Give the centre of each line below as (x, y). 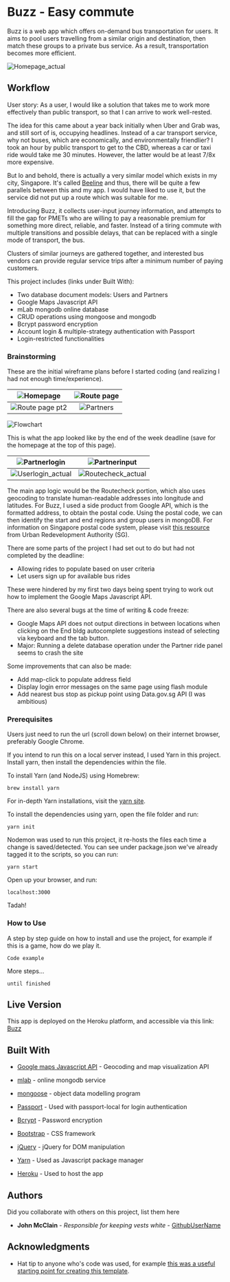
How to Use (27, 923)
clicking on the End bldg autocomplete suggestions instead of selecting (118, 631)
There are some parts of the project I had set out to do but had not (101, 548)
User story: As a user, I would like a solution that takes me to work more (108, 105)
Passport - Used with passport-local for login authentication (102, 1107)
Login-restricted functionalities (61, 338)
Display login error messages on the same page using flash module (112, 687)
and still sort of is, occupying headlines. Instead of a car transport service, (112, 132)
